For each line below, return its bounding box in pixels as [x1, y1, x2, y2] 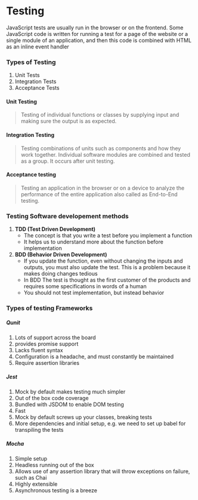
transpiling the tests [14, 426, 64, 433]
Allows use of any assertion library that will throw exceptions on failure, [14, 468, 190, 475]
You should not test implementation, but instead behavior [23, 289, 165, 297]
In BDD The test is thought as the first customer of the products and [23, 276, 191, 283]
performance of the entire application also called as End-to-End [20, 190, 178, 198]
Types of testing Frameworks [6, 304, 93, 312]
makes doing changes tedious [23, 270, 98, 278]
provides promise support [14, 340, 79, 347]
